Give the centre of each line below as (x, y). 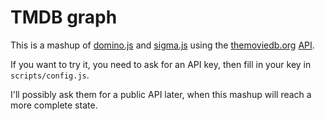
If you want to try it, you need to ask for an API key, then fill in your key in (161, 64)
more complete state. (54, 105)
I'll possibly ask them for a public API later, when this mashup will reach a (161, 94)
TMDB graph (64, 17)
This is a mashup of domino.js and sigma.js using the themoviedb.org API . (162, 45)
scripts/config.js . (50, 75)
